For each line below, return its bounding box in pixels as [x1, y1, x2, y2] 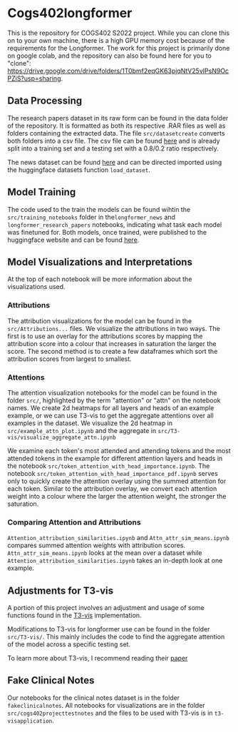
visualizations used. [7, 283, 66, 291]
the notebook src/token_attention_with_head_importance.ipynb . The [7, 462, 210, 470]
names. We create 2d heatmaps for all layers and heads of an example [7, 403, 214, 412]
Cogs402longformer [7, 5, 133, 21]
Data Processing [7, 95, 83, 107]
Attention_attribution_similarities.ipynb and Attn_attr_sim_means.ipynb [7, 534, 229, 542]
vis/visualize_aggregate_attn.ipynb [7, 434, 116, 441]
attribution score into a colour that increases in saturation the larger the [7, 339, 217, 347]
